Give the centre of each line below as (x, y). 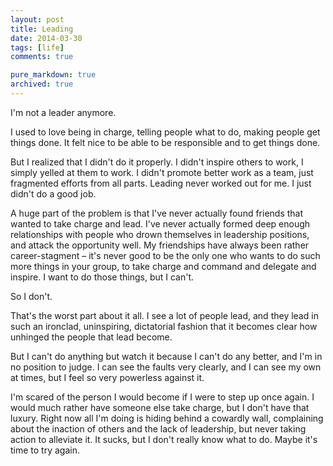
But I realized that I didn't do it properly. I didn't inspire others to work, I (157, 162)
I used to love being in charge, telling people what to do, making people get (165, 132)
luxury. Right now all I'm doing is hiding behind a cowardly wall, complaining (167, 418)
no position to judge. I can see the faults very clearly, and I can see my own (166, 367)
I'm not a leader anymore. (63, 112)
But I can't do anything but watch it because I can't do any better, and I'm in (166, 356)
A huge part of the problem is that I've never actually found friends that (157, 213)
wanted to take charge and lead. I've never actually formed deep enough (160, 223)
